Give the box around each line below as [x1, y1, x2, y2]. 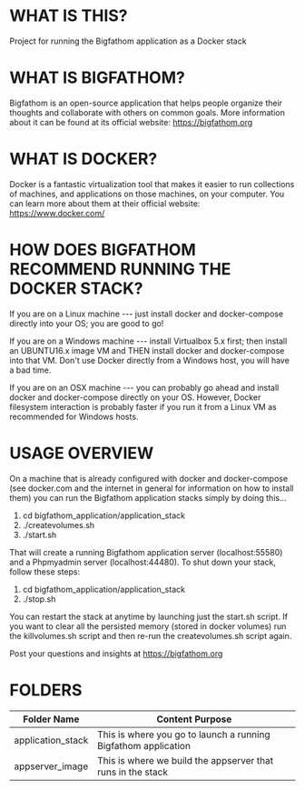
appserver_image [14, 760, 89, 773]
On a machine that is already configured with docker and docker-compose [9, 473, 289, 484]
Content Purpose [156, 713, 232, 725]
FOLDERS [9, 679, 83, 700]
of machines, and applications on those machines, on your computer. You [9, 188, 285, 199]
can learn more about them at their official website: [9, 197, 201, 209]
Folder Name [22, 713, 80, 725]
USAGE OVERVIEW [9, 443, 154, 464]
